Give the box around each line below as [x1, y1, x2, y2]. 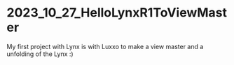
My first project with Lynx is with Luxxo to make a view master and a [6, 42, 204, 50]
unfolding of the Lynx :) [6, 50, 74, 58]
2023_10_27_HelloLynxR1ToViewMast [6, 5, 228, 21]
